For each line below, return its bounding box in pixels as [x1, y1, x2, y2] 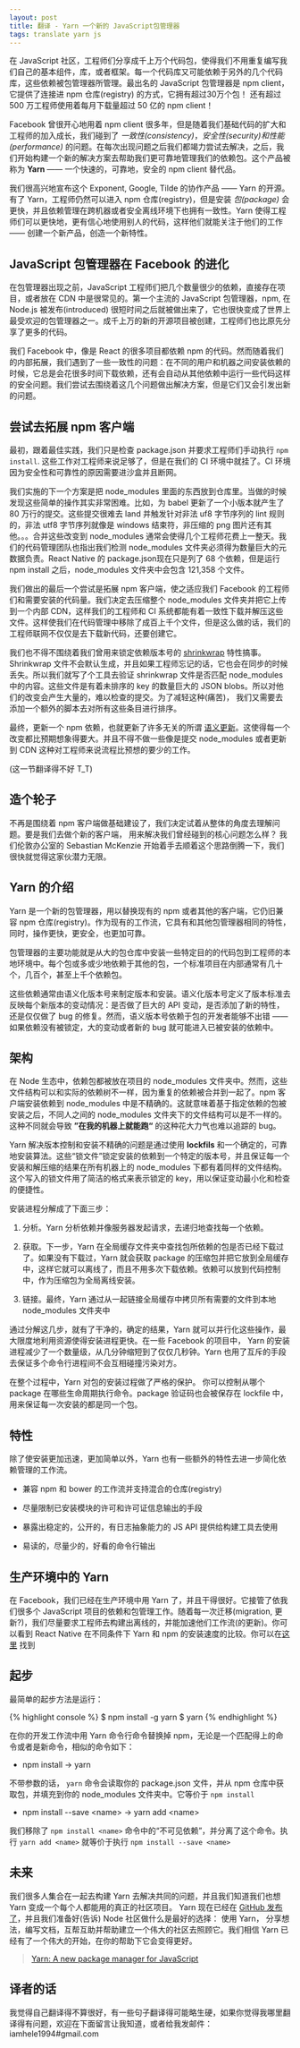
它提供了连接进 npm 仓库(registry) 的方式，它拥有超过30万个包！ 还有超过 [9, 89, 282, 99]
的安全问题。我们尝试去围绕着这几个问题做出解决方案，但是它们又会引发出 [9, 380, 283, 390]
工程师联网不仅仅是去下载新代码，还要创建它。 [9, 628, 181, 638]
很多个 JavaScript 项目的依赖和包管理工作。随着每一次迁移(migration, [16, 1606, 273, 1617]
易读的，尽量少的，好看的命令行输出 [21, 1540, 156, 1551]
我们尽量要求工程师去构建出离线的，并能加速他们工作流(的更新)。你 [31, 1617, 280, 1628]
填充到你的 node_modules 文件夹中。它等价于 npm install [39, 1788, 255, 1799]
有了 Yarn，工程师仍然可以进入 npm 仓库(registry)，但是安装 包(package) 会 [9, 194, 290, 205]
